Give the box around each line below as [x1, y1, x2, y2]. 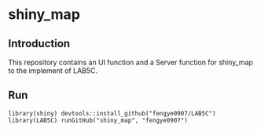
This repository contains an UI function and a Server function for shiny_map [8, 57, 253, 67]
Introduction [8, 37, 71, 50]
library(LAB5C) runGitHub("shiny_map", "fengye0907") [8, 116, 189, 124]
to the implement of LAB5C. [8, 66, 98, 75]
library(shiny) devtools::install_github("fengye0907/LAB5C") [8, 109, 216, 117]
